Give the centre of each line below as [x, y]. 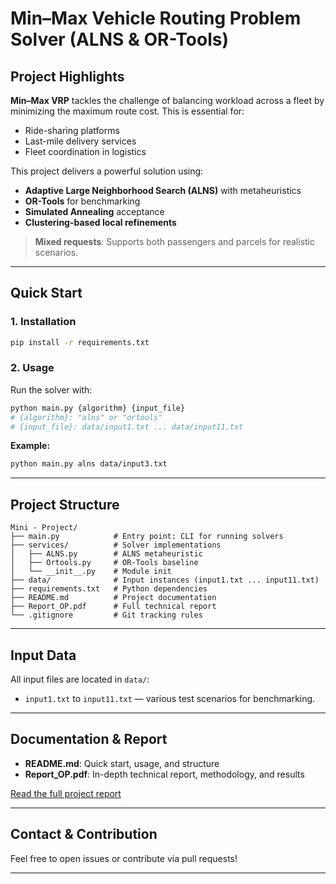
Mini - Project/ [44, 528]
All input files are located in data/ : [80, 679]
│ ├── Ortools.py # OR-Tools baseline [104, 563]
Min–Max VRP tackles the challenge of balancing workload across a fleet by [167, 100]
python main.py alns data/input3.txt [89, 464]
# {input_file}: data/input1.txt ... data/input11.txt [127, 427]
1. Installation [43, 322]
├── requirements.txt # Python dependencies [109, 589]
